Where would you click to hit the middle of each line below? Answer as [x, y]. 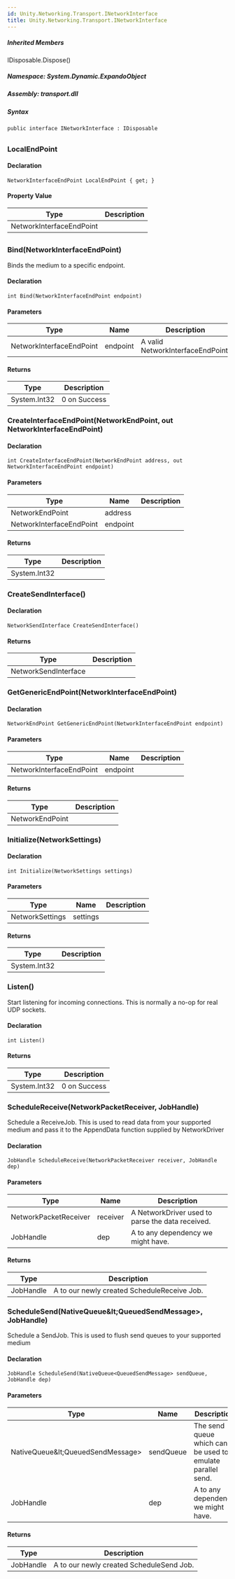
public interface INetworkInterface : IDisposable [83, 129]
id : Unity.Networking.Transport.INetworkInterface [83, 14]
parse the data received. [171, 1221]
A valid [152, 342]
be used [207, 1452]
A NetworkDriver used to [171, 1212]
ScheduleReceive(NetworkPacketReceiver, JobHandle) [103, 1107]
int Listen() [26, 1041]
